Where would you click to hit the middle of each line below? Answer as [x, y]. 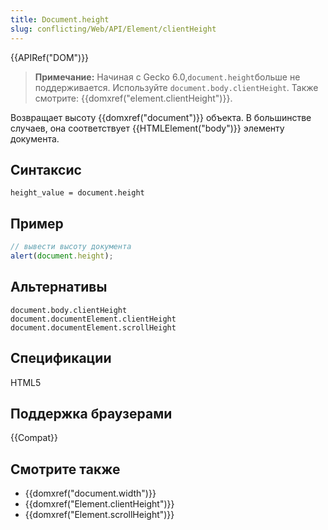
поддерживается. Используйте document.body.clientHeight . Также [176, 87]
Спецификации [61, 358]
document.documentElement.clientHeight [93, 319]
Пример [37, 223]
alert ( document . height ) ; [62, 256]
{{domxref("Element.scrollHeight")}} [99, 515]
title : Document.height [60, 19]
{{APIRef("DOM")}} [50, 57]
